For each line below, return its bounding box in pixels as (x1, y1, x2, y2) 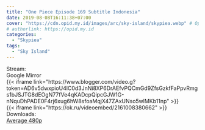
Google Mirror (6, 71, 41, 79)
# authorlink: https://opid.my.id (6, 26, 95, 32)
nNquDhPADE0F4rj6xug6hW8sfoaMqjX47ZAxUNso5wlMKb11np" (6, 97, 170, 104)
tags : (6, 43, 20, 49)
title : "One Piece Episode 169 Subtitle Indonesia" (6, 9, 140, 15)
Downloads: (6, 110, 37, 117)
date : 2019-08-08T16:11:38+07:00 (6, 15, 92, 21)
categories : (6, 32, 37, 38)
